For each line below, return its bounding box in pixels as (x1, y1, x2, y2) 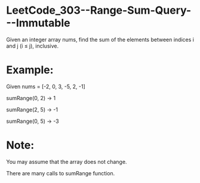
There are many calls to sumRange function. (6, 169, 115, 176)
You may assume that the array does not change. (6, 158, 127, 165)
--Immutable (6, 16, 70, 30)
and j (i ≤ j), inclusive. (6, 42, 59, 49)
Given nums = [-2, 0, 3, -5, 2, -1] (6, 83, 85, 90)
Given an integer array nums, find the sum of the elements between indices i (6, 36, 194, 43)
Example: (6, 63, 54, 77)
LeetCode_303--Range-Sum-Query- (6, 4, 192, 17)
